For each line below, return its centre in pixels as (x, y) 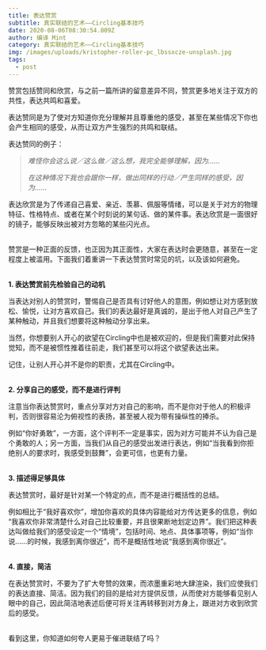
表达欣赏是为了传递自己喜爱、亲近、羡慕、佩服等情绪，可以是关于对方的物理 (133, 204)
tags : (17, 60)
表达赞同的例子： (36, 144)
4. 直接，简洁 (30, 566)
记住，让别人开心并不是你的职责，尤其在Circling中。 (94, 364)
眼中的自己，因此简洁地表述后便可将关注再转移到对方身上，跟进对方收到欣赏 (133, 603)
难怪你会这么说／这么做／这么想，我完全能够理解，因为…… (123, 161)
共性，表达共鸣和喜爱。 (46, 100)
